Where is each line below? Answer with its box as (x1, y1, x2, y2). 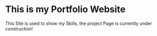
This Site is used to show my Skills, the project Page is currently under (5, 20, 152, 26)
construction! (5, 25, 33, 31)
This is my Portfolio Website (5, 4, 126, 15)
